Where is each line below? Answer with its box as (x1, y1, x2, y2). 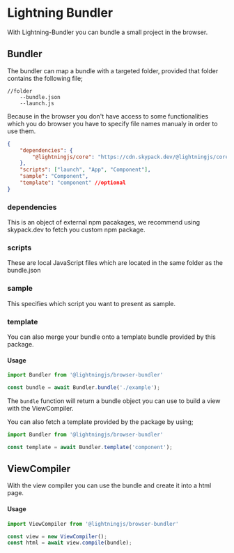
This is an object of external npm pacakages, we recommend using (7, 218, 201, 227)
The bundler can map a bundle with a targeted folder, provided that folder (7, 66, 219, 75)
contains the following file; (7, 74, 84, 82)
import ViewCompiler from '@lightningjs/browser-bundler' (7, 520, 179, 527)
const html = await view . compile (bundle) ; (7, 539, 132, 547)
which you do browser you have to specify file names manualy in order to (7, 119, 218, 128)
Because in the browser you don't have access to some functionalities (7, 112, 209, 120)
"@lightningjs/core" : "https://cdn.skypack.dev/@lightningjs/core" (32, 153, 232, 160)
